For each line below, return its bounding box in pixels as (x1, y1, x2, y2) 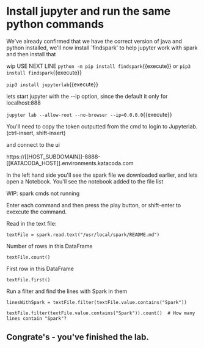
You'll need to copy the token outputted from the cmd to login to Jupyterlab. (6, 122, 198, 130)
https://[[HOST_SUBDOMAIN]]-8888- (6, 153, 101, 160)
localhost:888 (6, 99, 41, 106)
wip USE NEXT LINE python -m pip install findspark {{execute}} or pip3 (6, 62, 191, 70)
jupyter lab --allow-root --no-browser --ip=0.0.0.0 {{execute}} (6, 111, 172, 118)
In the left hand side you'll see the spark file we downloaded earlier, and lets (6, 171, 198, 179)
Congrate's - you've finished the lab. (6, 332, 150, 342)
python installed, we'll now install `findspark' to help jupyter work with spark (6, 44, 198, 51)
